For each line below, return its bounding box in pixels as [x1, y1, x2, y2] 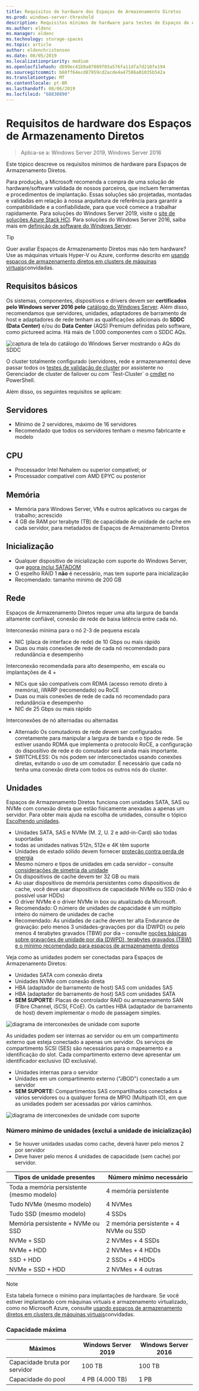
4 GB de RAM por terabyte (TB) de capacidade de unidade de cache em [14, 518, 191, 525]
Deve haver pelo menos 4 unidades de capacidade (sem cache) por [14, 1152, 181, 1159]
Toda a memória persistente [9, 1183, 87, 1191]
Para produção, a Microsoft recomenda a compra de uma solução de [6, 178, 175, 185]
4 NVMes [105, 1200, 132, 1208]
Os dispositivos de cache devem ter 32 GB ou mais [14, 873, 140, 880]
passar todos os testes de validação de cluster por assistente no [6, 364, 164, 371]
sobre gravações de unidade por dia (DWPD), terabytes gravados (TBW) [14, 936, 192, 943]
